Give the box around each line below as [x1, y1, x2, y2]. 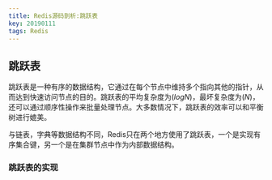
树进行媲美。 [8, 113, 51, 122]
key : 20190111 [8, 19, 57, 28]
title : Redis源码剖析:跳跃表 [8, 11, 99, 20]
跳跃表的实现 [8, 162, 59, 174]
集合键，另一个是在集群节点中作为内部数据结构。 [15, 139, 179, 150]
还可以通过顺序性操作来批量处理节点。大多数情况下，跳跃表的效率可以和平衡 [8, 102, 264, 112]
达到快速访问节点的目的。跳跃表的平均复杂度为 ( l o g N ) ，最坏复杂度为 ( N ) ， [15, 92, 260, 102]
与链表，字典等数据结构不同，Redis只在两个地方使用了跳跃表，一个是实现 [8, 130, 254, 139]
